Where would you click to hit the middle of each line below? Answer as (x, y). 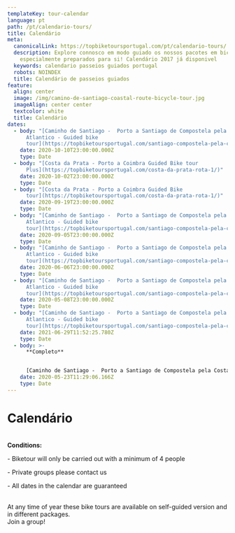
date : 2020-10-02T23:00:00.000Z (67, 176)
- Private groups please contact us (57, 472)
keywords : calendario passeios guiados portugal (86, 66)
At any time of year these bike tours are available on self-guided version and (117, 506)
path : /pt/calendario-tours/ (50, 27)
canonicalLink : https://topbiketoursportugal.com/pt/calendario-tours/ (120, 46)
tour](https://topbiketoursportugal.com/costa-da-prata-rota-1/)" (124, 196)
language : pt (26, 20)
